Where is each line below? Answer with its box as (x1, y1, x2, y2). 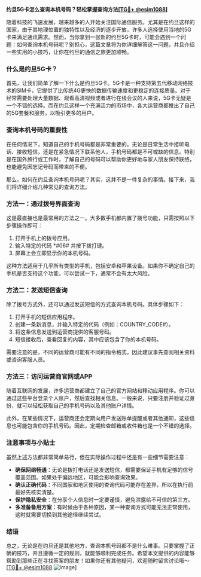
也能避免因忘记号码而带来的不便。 (6, 163, 90, 170)
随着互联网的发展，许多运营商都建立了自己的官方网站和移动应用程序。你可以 (6, 387, 195, 394)
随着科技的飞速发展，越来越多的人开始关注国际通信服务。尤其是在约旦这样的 (6, 19, 195, 26)
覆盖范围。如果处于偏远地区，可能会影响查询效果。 (14, 474, 141, 481)
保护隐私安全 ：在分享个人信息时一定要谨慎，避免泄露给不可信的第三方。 (14, 496, 193, 503)
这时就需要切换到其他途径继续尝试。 (14, 511, 105, 518)
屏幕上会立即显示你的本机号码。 (14, 249, 94, 257)
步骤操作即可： (6, 221, 43, 229)
